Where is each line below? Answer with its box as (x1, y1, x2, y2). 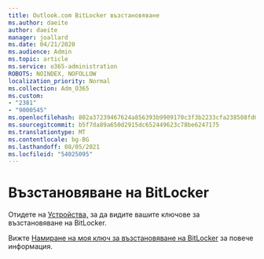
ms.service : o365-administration (8, 63, 118, 71)
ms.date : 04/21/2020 (8, 41, 76, 49)
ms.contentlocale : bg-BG (8, 135, 90, 144)
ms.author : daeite (8, 19, 68, 27)
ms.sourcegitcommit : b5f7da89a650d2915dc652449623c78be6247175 (8, 121, 220, 129)
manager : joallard (8, 33, 68, 42)
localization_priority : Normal (8, 77, 111, 85)
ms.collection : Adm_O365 (8, 84, 90, 93)
